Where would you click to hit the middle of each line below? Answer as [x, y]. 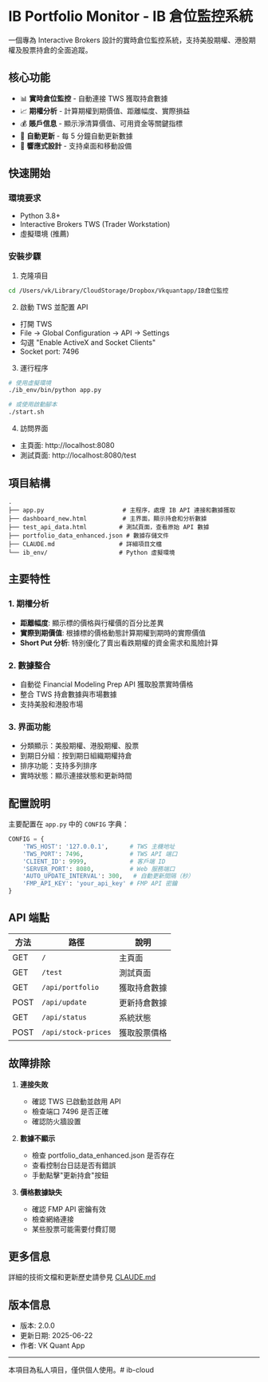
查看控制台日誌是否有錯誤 [74, 1165]
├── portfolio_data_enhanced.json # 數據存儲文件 [89, 536]
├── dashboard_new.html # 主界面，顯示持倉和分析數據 [108, 519]
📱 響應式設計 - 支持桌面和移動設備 [76, 145]
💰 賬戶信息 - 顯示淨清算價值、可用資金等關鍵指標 [101, 123]
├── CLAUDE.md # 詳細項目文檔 [85, 544]
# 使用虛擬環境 [30, 383]
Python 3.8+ [40, 216]
